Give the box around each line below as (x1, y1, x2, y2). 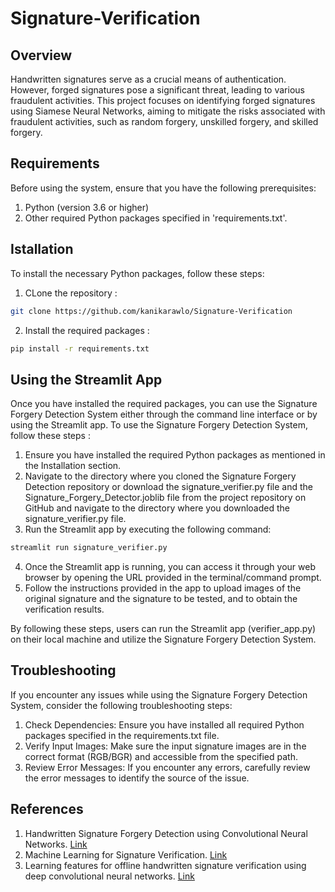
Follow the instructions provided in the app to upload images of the (24, 582, 302, 594)
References (10, 801, 84, 818)
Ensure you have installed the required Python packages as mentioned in (24, 449, 326, 461)
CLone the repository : (24, 287, 118, 299)
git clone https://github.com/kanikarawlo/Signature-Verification (10, 306, 293, 316)
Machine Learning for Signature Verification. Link (24, 848, 228, 861)
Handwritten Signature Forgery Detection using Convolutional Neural (24, 827, 308, 839)
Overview (10, 47, 73, 64)
